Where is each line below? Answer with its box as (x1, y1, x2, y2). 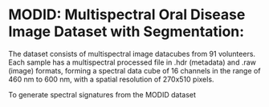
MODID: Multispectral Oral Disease (8, 6, 246, 24)
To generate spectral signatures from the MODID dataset (8, 89, 197, 99)
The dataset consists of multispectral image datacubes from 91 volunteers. (8, 49, 255, 58)
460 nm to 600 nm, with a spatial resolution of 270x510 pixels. (8, 74, 214, 84)
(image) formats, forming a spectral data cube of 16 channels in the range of (8, 65, 261, 75)
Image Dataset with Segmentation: (8, 22, 245, 41)
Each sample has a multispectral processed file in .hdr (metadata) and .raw (8, 57, 257, 67)
